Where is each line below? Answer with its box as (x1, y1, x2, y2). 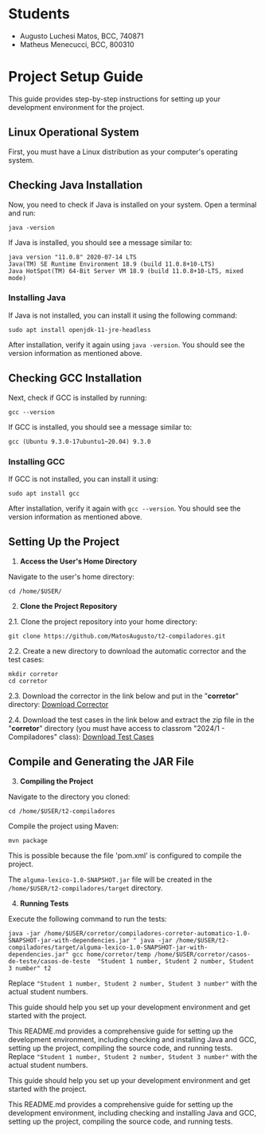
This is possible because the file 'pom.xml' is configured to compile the (8, 851, 242, 860)
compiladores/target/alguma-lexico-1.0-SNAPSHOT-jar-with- (8, 943, 208, 951)
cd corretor (8, 677, 48, 685)
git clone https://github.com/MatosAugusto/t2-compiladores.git (8, 632, 226, 640)
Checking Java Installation (8, 179, 143, 192)
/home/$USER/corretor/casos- (154, 950, 251, 958)
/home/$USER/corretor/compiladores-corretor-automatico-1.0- (43, 929, 251, 938)
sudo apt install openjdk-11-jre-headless (8, 326, 151, 334)
